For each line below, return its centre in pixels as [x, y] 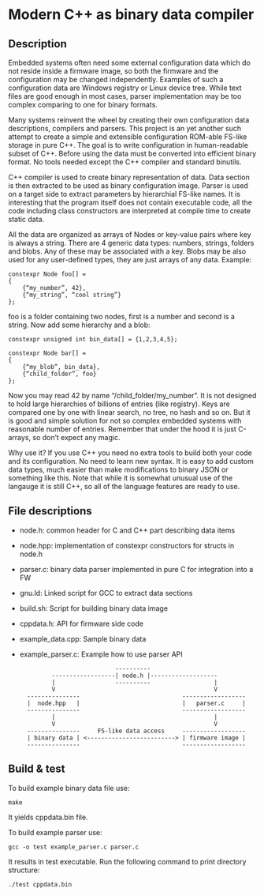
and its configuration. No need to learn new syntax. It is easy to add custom [131, 461]
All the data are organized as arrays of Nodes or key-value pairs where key [130, 234]
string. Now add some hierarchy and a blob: [80, 325]
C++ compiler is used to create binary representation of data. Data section [129, 177]
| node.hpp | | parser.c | [136, 703]
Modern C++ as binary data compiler [131, 15]
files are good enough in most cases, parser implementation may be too [125, 96]
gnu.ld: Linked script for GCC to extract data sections [106, 593]
